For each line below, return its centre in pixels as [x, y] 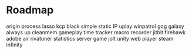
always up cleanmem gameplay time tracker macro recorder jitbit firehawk [96, 32]
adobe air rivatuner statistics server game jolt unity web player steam [90, 38]
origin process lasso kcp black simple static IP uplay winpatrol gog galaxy [95, 26]
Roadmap [30, 10]
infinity [14, 45]
